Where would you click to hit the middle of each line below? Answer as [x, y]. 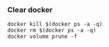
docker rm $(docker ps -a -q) [52, 31]
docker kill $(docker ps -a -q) [55, 25]
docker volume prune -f [42, 36]
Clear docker [30, 10]
